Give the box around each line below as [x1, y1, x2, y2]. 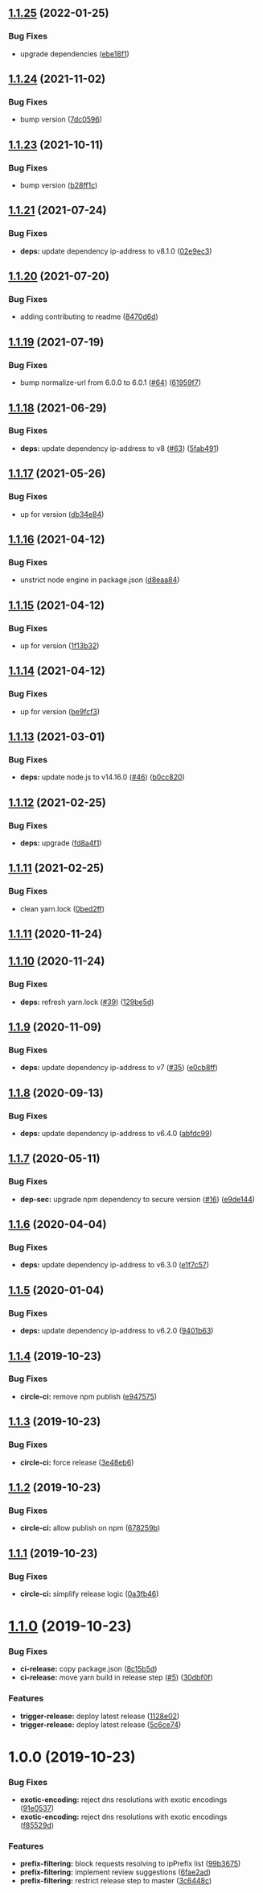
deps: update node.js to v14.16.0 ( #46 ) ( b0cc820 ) [19, 772, 185, 782]
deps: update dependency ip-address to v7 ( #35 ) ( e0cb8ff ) [19, 1063, 219, 1073]
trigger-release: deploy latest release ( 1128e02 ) [19, 1711, 180, 1721]
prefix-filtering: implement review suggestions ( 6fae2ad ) [19, 1867, 212, 1877]
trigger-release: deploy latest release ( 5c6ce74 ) [19, 1719, 182, 1730]
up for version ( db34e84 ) [19, 509, 105, 519]
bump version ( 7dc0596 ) [19, 114, 103, 124]
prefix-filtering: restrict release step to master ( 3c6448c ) [19, 1876, 212, 1886]
